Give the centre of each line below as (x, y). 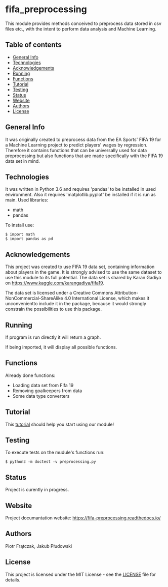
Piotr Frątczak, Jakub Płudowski (39, 546)
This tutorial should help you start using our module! (60, 424)
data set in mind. (23, 161)
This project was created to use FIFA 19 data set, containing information (80, 267)
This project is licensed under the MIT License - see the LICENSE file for (80, 574)
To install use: (20, 225)
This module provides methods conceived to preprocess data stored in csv (83, 23)
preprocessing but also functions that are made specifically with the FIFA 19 (84, 156)
